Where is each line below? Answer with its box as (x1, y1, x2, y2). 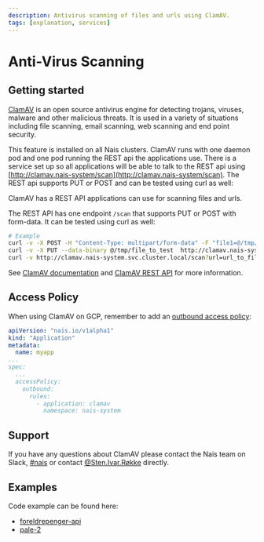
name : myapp (15, 348, 55, 357)
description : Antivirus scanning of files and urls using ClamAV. (8, 11, 230, 20)
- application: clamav (36, 399, 111, 408)
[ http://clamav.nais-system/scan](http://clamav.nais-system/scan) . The (8, 169, 240, 179)
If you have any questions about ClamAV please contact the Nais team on (8, 449, 246, 459)
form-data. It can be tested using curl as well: (8, 216, 156, 226)
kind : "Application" (8, 334, 76, 342)
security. (8, 129, 37, 139)
